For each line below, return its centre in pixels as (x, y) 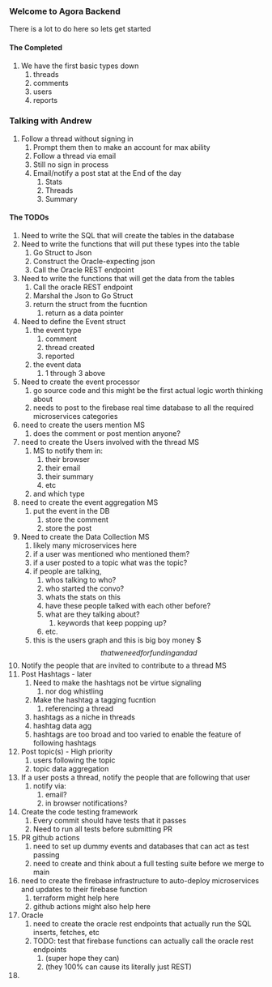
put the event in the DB (71, 511)
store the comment (76, 519)
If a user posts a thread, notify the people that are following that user (136, 777)
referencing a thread (79, 708)
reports (45, 100)
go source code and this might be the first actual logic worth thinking (148, 390)
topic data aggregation (71, 769)
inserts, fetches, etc (66, 932)
